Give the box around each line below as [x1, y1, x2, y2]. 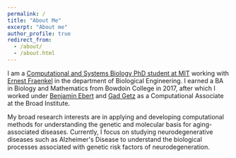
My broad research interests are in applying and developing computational [7, 112, 225, 121]
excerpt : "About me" [7, 23, 69, 30]
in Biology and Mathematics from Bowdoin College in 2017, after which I [7, 84, 216, 92]
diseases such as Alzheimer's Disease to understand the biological [7, 135, 203, 143]
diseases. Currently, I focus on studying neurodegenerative [40, 128, 213, 136]
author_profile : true [7, 30, 71, 37]
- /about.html [13, 50, 55, 57]
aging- [193, 120, 213, 128]
